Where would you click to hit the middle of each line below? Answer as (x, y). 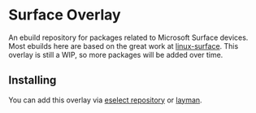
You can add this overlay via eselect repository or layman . (105, 100)
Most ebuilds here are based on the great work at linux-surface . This (124, 46)
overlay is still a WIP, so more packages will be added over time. (116, 54)
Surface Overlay (65, 15)
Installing (33, 80)
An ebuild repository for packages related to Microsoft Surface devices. (128, 37)
